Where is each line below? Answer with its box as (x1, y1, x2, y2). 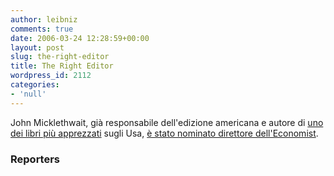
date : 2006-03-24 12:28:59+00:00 (10, 33, 150, 43)
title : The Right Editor (10, 61, 114, 71)
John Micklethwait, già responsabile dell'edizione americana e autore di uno (10, 116, 324, 128)
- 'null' (10, 89, 47, 99)
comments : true (10, 24, 74, 34)
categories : (10, 80, 60, 90)
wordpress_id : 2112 (10, 71, 92, 81)
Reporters (10, 152, 61, 166)
